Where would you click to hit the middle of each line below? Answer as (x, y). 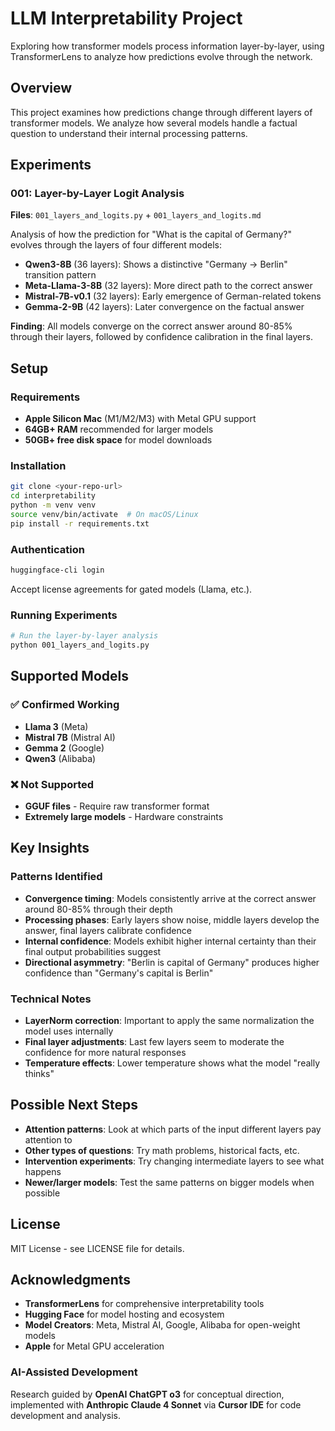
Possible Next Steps (74, 1105)
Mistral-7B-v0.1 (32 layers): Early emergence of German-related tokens (173, 296)
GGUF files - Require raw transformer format (117, 806)
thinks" (39, 1073)
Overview (41, 88)
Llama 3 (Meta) (56, 726)
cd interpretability (53, 496)
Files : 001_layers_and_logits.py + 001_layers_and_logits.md (136, 215)
